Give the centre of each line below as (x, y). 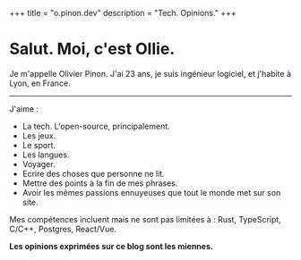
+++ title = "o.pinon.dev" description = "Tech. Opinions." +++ (123, 13)
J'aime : (24, 109)
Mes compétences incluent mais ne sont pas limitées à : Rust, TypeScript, (146, 219)
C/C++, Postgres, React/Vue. (63, 229)
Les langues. (46, 155)
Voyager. (39, 164)
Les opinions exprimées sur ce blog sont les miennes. (111, 246)
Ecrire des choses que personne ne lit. (93, 173)
